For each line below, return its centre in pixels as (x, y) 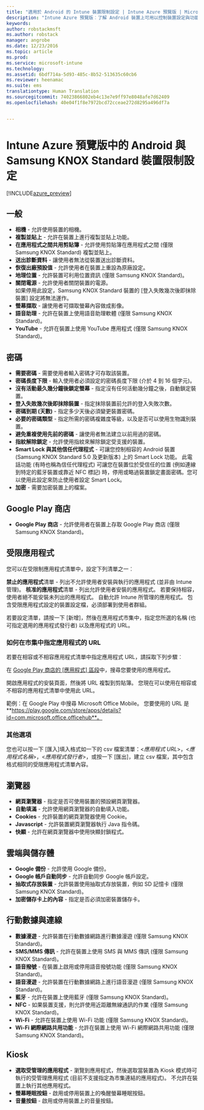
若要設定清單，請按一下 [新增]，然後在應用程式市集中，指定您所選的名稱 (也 (101, 617)
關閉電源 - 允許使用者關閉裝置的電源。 (63, 283)
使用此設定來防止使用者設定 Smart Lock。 (73, 480)
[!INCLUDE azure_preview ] (39, 193)
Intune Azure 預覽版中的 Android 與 (96, 145)
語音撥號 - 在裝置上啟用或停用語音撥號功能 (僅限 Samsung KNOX (96, 966)
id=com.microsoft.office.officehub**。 (54, 717)
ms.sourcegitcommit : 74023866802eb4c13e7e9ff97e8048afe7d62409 (88, 97)
